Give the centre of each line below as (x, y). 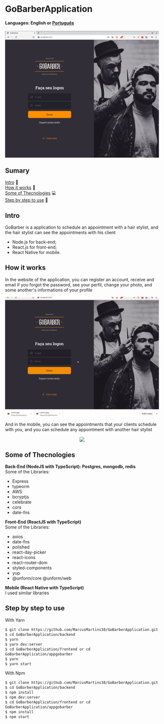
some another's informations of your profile (49, 290)
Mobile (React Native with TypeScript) (44, 587)
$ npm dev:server (23, 697)
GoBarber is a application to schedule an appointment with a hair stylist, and (82, 227)
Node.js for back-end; (34, 242)
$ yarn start (18, 664)
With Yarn (15, 620)
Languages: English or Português (40, 23)
